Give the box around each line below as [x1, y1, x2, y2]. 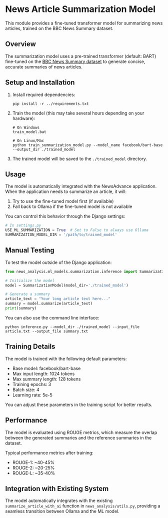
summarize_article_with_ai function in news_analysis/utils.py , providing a [5, 503, 160, 509]
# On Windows [12, 125, 40, 130]
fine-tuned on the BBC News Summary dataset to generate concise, [5, 58, 145, 64]
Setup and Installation [5, 78, 75, 87]
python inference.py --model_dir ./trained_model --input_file [5, 324, 140, 329]
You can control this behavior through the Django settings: [5, 213, 125, 219]
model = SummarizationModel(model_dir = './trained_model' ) [5, 282, 128, 288]
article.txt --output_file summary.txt [5, 328, 88, 333]
